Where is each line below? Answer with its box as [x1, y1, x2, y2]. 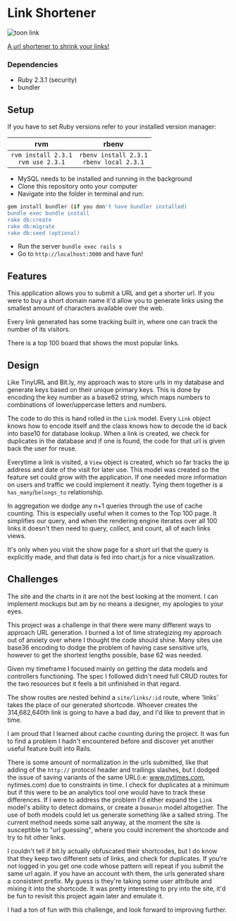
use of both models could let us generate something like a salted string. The [7, 810, 228, 819]
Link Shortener [7, 5, 97, 21]
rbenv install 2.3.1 [79, 151, 148, 160]
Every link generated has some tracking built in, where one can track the [7, 318, 218, 326]
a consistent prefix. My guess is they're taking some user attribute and [7, 877, 213, 885]
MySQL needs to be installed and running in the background [17, 174, 192, 183]
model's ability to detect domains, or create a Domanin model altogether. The [7, 803, 228, 812]
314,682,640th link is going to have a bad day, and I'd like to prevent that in [7, 708, 225, 716]
